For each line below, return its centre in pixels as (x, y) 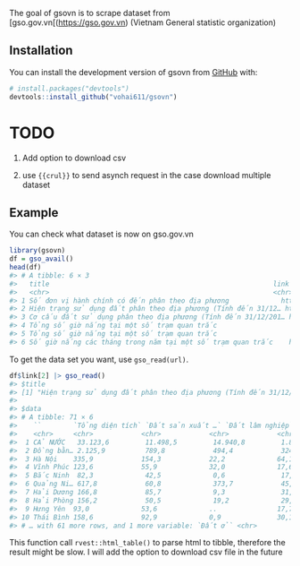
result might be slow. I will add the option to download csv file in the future (146, 552)
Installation (41, 51)
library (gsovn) (37, 251)
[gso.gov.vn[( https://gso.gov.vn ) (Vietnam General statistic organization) (143, 22)
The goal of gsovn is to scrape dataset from (90, 13)
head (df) (25, 268)
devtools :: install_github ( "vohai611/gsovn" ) (93, 97)
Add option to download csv (74, 158)
